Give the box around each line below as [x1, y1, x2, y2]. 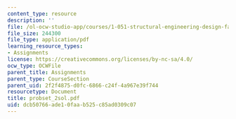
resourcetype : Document [7, 88, 77, 95]
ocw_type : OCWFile [7, 62, 61, 69]
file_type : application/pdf [7, 36, 90, 43]
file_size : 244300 [7, 29, 61, 37]
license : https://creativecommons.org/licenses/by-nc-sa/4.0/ [7, 56, 193, 63]
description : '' [7, 17, 55, 24]
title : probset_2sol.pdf [7, 95, 80, 102]
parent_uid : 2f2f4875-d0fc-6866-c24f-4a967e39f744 [7, 82, 159, 89]
